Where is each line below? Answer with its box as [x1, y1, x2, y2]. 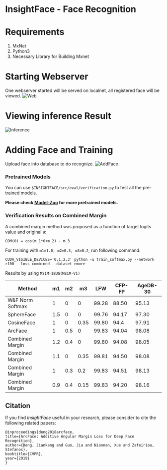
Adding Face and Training [5, 144, 113, 156]
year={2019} [5, 456, 30, 461]
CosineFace [7, 319, 36, 326]
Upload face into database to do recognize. [5, 161, 94, 167]
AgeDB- [137, 282, 158, 289]
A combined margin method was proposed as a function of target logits [5, 223, 152, 229]
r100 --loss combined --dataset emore [5, 261, 85, 266]
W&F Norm [7, 296, 33, 303]
